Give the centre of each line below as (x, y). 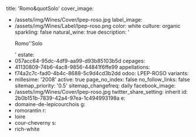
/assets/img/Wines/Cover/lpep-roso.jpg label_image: (78, 20)
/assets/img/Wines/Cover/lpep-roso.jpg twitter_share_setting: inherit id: (101, 92)
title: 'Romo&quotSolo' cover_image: (50, 8)
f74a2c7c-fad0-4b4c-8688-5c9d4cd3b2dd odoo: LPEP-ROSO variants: (102, 73)
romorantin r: (30, 110)
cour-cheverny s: (36, 123)
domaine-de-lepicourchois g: (50, 104)
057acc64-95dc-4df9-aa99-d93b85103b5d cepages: (80, 61)
